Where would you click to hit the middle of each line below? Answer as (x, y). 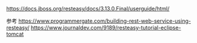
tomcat (15, 34)
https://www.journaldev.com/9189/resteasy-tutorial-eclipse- (106, 27)
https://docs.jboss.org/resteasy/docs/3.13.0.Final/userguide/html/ (88, 9)
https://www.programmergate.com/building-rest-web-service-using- (104, 21)
